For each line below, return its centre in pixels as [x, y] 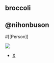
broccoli [18, 8]
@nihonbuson [27, 25]
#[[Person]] [17, 37]
